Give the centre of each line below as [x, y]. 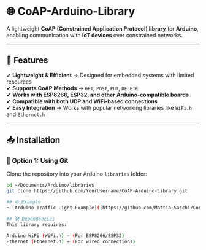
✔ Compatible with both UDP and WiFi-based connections [82, 101]
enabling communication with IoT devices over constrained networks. [94, 35]
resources [19, 82]
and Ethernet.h [26, 114]
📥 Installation [33, 140]
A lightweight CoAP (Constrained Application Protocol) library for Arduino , [103, 28]
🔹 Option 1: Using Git [37, 161]
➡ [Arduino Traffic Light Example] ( [53, 208]
